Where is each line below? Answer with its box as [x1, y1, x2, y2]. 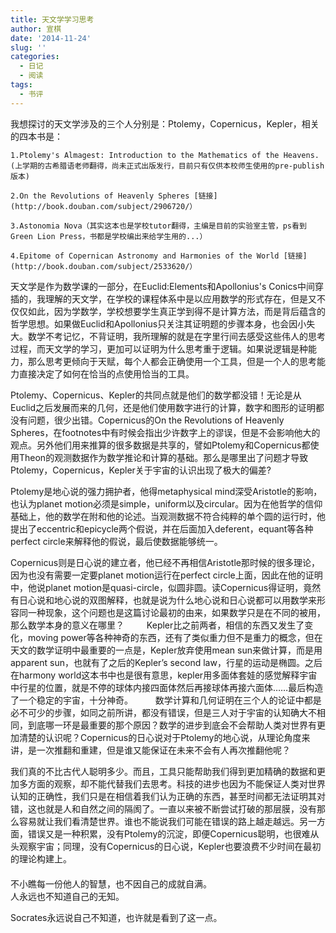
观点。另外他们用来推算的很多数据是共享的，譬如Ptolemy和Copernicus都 [10, 439, 311, 451]
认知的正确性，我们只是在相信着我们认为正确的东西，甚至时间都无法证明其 [10, 790, 317, 802]
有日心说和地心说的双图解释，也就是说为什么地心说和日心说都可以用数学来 [10, 594, 317, 606]
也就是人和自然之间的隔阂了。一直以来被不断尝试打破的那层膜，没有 [36, 802, 317, 815]
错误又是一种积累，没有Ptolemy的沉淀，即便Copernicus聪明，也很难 [27, 827, 311, 840]
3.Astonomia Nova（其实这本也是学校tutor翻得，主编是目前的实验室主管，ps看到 [10, 221, 307, 231]
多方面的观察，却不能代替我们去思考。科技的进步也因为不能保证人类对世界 [18, 777, 326, 790]
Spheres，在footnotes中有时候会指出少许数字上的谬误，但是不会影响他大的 [10, 426, 321, 438]
